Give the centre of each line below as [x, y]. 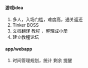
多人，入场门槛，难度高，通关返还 [47, 19]
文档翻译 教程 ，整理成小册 [40, 31]
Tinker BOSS [25, 25]
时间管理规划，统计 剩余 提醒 [42, 61]
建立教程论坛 [25, 37]
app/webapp [19, 49]
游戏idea [14, 7]
